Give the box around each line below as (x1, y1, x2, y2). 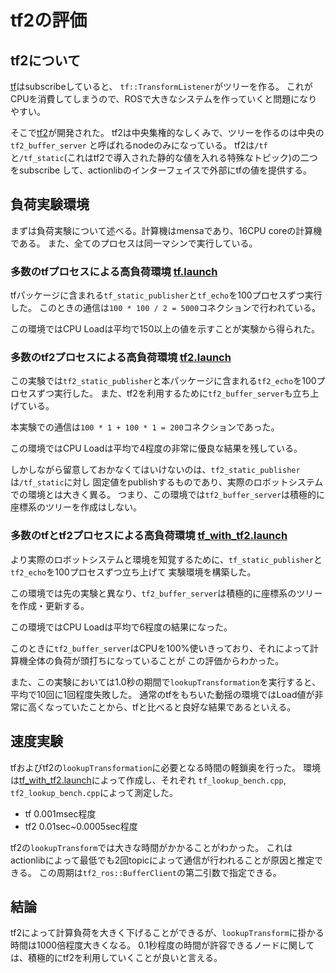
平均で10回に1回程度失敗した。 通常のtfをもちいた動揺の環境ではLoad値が (10, 688, 315, 700)
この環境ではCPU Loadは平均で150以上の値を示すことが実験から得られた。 (10, 323, 321, 335)
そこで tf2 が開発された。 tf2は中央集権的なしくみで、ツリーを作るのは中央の (10, 127, 325, 138)
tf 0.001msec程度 (24, 807, 97, 820)
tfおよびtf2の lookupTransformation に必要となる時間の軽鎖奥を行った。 (10, 761, 302, 773)
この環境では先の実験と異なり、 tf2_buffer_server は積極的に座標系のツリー (10, 587, 323, 599)
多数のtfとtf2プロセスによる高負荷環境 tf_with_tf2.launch (10, 529, 288, 543)
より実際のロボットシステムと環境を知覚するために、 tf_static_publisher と (10, 553, 323, 565)
